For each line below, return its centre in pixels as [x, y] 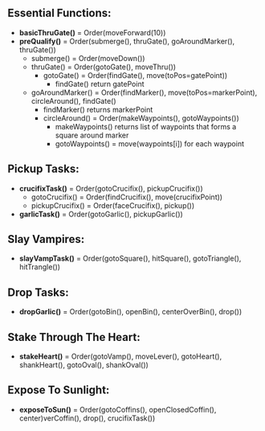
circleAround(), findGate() [74, 101]
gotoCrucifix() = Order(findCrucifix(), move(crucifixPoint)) [126, 197]
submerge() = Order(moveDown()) [88, 58]
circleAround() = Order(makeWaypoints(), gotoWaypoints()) [141, 118]
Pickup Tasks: [43, 169]
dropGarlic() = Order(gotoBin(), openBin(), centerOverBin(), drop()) [130, 312]
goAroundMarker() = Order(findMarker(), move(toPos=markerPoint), [144, 92]
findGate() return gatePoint [100, 84]
